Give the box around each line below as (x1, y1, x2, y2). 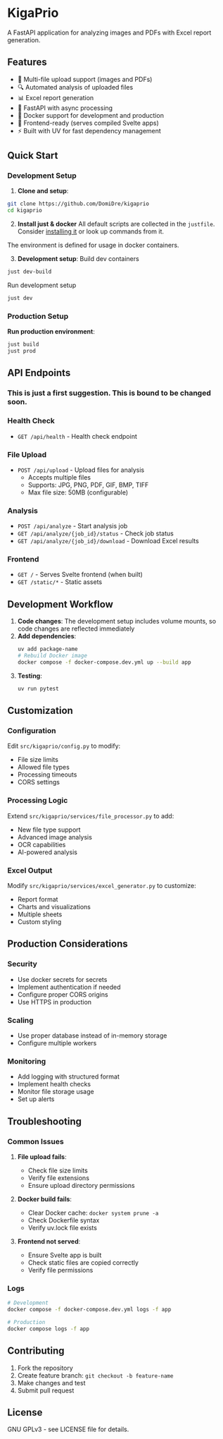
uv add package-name (17, 645, 78, 653)
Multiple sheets (17, 910, 63, 918)
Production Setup (7, 311, 69, 321)
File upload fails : (17, 1153, 67, 1161)
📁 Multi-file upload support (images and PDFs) (17, 75, 153, 83)
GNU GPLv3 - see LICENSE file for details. (7, 1425, 129, 1433)
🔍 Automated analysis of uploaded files (17, 83, 134, 91)
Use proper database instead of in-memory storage (17, 1031, 167, 1040)
